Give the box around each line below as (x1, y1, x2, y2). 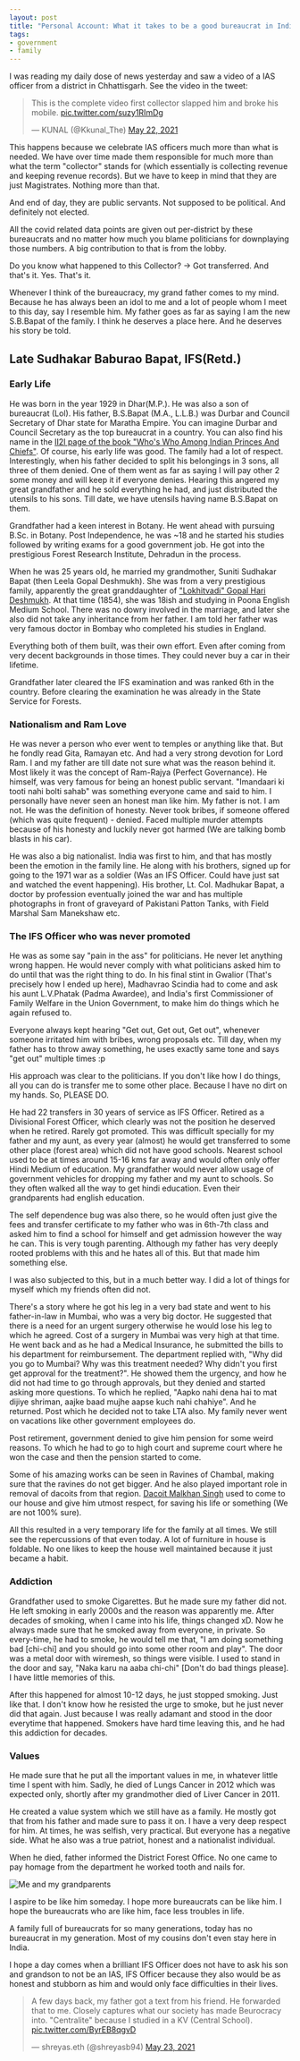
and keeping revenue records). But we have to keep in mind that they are (9, 171, 277, 182)
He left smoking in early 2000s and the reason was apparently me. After (9, 1605, 275, 1616)
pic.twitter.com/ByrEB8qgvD (30, 2024, 137, 2035)
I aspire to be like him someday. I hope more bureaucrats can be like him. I (9, 1896, 283, 1906)
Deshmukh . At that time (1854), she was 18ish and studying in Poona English (9, 594, 290, 605)
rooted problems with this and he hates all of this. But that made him (9, 1248, 261, 1259)
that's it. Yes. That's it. (9, 270, 92, 281)
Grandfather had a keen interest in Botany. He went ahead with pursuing (9, 520, 275, 530)
